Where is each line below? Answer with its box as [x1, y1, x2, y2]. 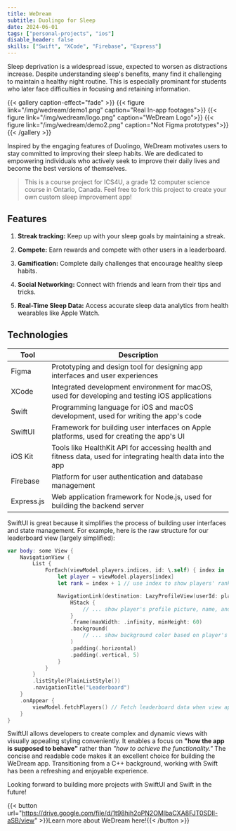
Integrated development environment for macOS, [51, 382, 213, 392]
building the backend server [51, 501, 144, 510]
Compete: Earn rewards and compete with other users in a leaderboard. [17, 245, 227, 254]
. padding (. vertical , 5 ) [70, 651, 140, 658]
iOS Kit [11, 451, 34, 461]
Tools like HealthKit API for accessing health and [51, 442, 212, 452]
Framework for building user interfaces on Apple [51, 423, 211, 432]
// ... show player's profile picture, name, [82, 605, 218, 612]
